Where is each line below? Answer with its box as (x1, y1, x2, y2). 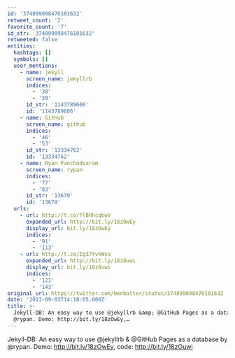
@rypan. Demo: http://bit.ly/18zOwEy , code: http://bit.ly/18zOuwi (7, 342, 194, 350)
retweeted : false (7, 36, 58, 43)
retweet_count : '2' (7, 17, 64, 24)
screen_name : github (25, 120, 86, 128)
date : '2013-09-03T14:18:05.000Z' (7, 296, 108, 303)
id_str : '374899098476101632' (7, 29, 96, 37)
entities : (7, 43, 36, 50)
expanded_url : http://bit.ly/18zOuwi (25, 257, 136, 264)
